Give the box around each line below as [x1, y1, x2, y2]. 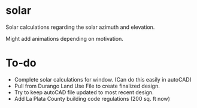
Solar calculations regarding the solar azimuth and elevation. [5, 23, 155, 31]
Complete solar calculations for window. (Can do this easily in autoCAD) [14, 76, 192, 83]
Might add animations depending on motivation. [5, 35, 124, 42]
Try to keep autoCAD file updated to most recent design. [14, 88, 154, 96]
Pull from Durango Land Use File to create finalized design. [14, 82, 160, 89]
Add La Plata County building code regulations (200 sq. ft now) [14, 95, 170, 102]
